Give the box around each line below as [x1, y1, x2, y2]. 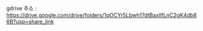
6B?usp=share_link [6, 18, 54, 25]
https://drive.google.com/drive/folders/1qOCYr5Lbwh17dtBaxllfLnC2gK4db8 [6, 12, 197, 19]
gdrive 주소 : [6, 5, 37, 12]
